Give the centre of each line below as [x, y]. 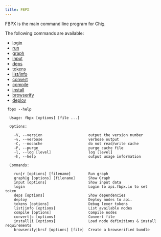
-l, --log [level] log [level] [63, 152]
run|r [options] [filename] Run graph [61, 174]
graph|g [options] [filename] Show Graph [62, 178]
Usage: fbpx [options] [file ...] [45, 118]
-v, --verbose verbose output [67, 139]
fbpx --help [19, 109]
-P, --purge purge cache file [69, 148]
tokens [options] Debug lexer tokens [71, 204]
